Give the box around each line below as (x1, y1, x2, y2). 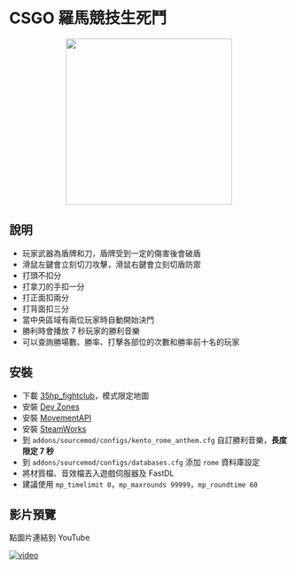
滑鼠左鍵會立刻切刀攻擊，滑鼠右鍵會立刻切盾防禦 (21, 259, 201, 269)
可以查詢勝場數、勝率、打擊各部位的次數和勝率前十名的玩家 (21, 336, 240, 347)
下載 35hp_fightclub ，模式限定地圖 (21, 390, 150, 401)
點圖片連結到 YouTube (9, 533, 90, 543)
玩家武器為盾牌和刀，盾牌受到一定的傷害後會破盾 (21, 247, 201, 258)
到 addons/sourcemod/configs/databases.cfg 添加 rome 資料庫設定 (21, 456, 261, 467)
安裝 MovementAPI (21, 412, 91, 423)
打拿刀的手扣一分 (21, 281, 85, 292)
